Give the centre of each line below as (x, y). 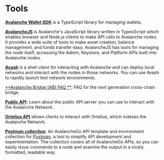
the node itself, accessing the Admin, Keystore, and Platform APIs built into (81, 53)
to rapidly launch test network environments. (50, 78)
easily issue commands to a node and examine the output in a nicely (74, 147)
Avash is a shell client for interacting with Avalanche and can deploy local (80, 67)
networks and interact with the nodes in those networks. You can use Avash (82, 72)
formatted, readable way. (31, 152)
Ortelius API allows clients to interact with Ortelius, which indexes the (76, 116)
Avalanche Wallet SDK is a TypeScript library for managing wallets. (74, 22)
